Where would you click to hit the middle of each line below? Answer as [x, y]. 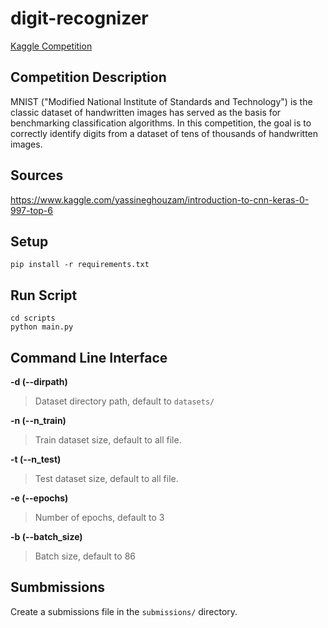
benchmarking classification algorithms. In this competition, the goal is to [161, 123]
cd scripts [33, 318]
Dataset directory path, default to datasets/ [124, 401]
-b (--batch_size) [46, 536]
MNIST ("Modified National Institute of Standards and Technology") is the [161, 101]
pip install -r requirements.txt [80, 265]
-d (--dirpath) [39, 381]
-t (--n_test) [36, 459]
